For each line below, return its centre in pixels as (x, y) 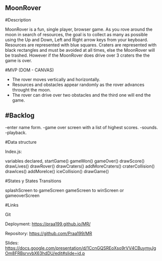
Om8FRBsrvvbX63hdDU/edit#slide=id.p (45, 253)
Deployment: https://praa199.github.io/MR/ (48, 224)
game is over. (19, 60)
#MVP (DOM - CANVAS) (30, 70)
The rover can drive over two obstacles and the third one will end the (81, 95)
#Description (18, 20)
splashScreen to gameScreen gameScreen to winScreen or (65, 190)
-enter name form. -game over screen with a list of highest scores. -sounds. (81, 127)
